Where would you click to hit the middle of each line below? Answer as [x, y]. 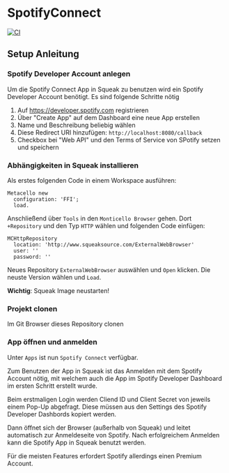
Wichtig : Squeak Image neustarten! [58, 290]
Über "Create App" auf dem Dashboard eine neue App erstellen [109, 117]
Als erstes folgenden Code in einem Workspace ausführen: [92, 180]
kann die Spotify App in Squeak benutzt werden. [77, 442]
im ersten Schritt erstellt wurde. [52, 386]
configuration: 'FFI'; [46, 199]
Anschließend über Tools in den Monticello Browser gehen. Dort [100, 218]
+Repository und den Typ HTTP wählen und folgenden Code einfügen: [106, 225]
